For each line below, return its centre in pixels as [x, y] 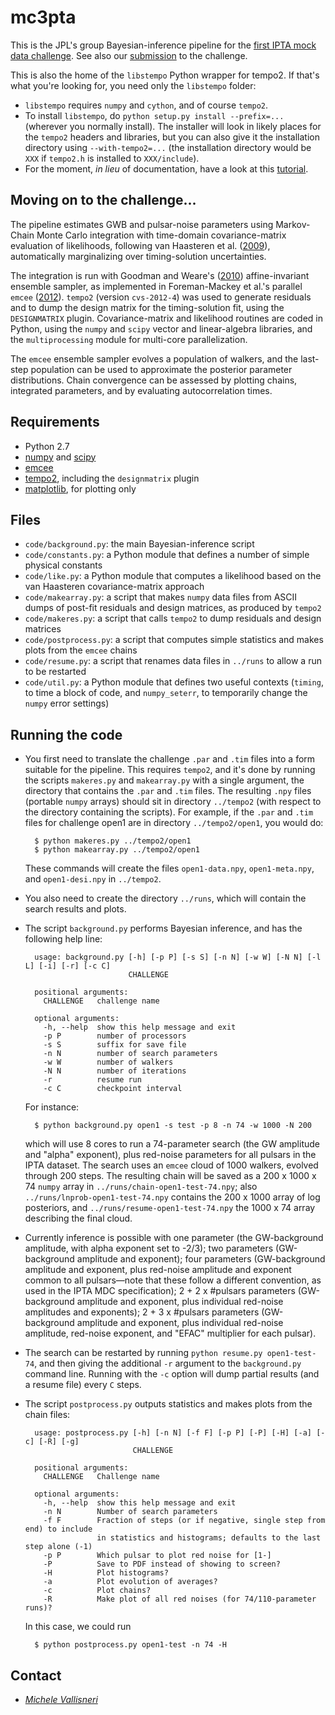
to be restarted [55, 672]
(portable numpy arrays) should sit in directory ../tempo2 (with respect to [173, 802]
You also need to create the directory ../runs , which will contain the [165, 898]
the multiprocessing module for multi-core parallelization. [129, 339]
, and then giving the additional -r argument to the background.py [168, 1363]
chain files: [47, 1415]
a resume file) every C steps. [83, 1385]
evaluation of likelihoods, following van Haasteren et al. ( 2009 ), [140, 245]
